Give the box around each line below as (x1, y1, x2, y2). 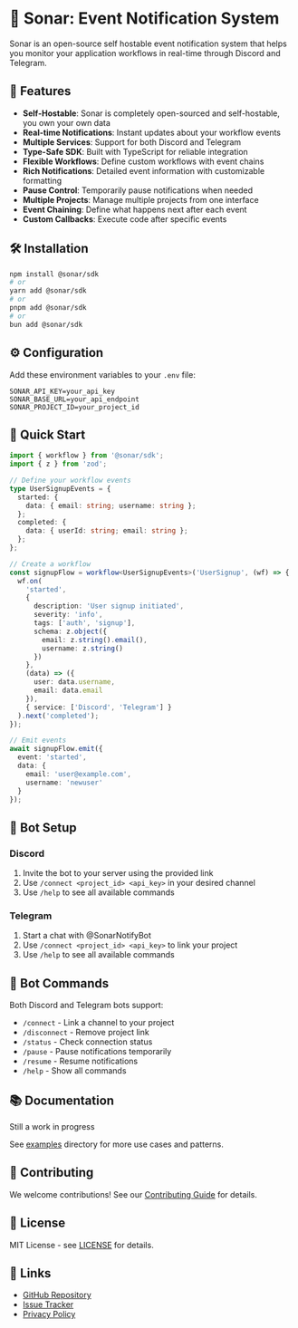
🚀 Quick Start (9, 427, 86, 442)
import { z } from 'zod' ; (9, 459, 107, 469)
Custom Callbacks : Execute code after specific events (22, 213, 227, 225)
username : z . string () (42, 643, 124, 653)
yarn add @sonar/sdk (9, 286, 88, 295)
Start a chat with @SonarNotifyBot (22, 930, 152, 941)
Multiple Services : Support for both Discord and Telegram (22, 136, 242, 148)
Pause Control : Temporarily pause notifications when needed (22, 185, 254, 196)
